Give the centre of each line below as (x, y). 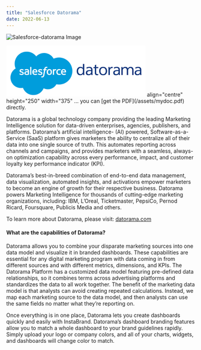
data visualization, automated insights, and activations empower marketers (99, 182)
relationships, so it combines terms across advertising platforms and (91, 278)
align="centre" (165, 94)
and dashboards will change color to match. (61, 340)
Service (16, 138)
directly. (16, 107)
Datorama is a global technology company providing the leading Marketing (98, 119)
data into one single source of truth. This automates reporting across (91, 144)
